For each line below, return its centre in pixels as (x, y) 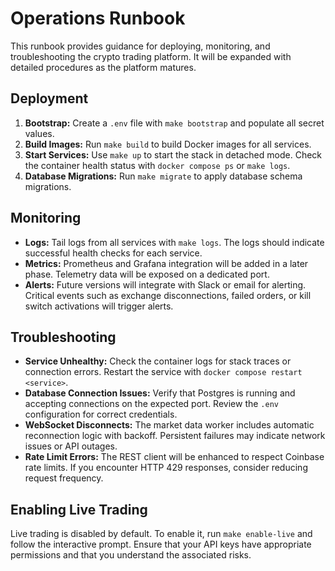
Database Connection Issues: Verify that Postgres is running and (160, 393)
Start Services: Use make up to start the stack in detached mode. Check (173, 154)
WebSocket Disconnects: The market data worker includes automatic (169, 425)
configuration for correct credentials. (101, 414)
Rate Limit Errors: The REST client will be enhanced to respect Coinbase (174, 457)
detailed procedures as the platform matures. (103, 67)
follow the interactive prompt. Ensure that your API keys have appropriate (161, 544)
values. (39, 133)
